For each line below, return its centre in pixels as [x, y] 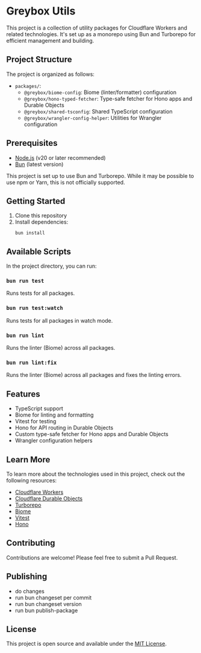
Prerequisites [32, 143]
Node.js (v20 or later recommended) [60, 157]
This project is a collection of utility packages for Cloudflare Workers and [97, 28]
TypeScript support [39, 409]
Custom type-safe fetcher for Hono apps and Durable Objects [91, 434]
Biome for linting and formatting [54, 415]
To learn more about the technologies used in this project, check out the [96, 474]
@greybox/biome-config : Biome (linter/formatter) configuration [100, 92]
